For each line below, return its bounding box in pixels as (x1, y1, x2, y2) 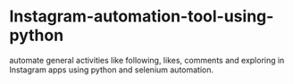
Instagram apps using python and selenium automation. (9, 64, 214, 75)
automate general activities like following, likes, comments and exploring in (9, 55, 285, 65)
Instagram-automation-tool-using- (9, 6, 274, 27)
